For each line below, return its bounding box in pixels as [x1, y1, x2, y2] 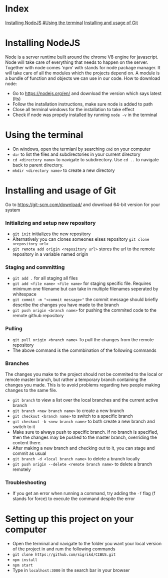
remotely [12, 466, 31, 472]
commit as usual [12, 450, 46, 456]
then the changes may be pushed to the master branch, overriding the [12, 434, 157, 440]
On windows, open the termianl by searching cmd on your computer [12, 146, 151, 152]
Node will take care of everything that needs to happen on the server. [5, 59, 148, 65]
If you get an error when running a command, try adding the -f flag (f [12, 491, 155, 497]
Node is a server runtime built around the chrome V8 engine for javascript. [5, 54, 158, 60]
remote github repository [12, 313, 64, 319]
